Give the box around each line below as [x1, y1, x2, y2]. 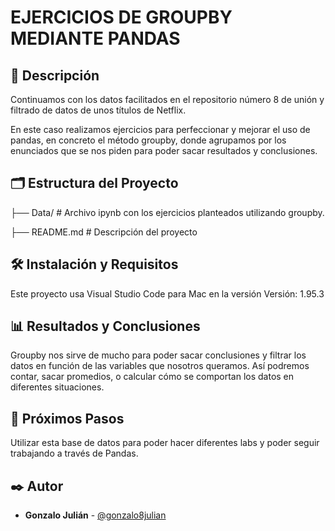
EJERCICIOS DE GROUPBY [10, 6, 233, 29]
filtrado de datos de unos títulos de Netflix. [10, 104, 187, 116]
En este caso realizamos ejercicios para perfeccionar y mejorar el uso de [10, 124, 311, 135]
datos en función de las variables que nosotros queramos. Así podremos [10, 360, 310, 372]
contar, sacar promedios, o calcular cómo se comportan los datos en [10, 371, 295, 383]
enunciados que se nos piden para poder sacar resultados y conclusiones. [10, 145, 318, 156]
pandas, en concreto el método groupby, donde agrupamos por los [10, 134, 287, 146]
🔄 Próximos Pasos [10, 410, 125, 427]
